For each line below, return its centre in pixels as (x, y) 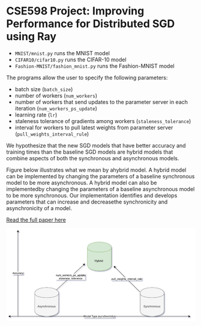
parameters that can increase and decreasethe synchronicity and (87, 202)
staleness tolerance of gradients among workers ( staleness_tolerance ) (103, 121)
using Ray (31, 37)
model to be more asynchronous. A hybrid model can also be (82, 183)
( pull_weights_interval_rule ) (52, 134)
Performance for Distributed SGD (91, 24)
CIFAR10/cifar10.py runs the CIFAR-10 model (71, 59)
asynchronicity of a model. (39, 208)
